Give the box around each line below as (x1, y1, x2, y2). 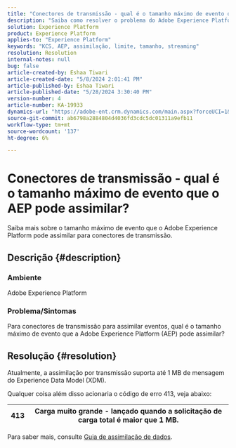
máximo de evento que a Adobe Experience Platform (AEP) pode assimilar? (7, 329, 225, 338)
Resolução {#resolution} (7, 350, 117, 362)
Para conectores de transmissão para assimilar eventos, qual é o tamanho (7, 322, 221, 331)
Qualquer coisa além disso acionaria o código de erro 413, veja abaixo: (7, 389, 212, 397)
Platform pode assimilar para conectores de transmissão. (7, 231, 173, 239)
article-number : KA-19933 (7, 102, 83, 109)
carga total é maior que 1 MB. (77, 415, 179, 425)
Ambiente (7, 272, 42, 282)
